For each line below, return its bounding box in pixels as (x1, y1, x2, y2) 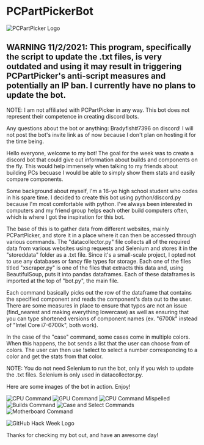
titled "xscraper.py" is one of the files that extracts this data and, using (6, 264, 184, 271)
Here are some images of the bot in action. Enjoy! (6, 383, 131, 390)
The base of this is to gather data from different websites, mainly (6, 225, 169, 232)
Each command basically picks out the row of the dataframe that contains (6, 289, 192, 296)
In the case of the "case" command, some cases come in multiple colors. (6, 333, 191, 340)
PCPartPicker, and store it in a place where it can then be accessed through (6, 231, 197, 239)
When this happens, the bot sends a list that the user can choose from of (6, 339, 191, 347)
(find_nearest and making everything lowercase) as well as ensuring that (6, 308, 189, 315)
